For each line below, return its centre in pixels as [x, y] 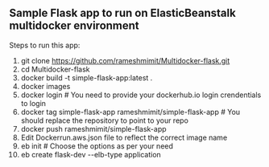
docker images [46, 86]
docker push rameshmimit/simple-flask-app [94, 128]
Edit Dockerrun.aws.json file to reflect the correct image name [124, 137]
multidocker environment [74, 26]
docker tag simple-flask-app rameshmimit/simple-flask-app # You [130, 112]
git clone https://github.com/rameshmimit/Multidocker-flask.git [125, 60]
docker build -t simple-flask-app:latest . [87, 77]
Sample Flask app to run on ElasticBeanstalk [122, 13]
